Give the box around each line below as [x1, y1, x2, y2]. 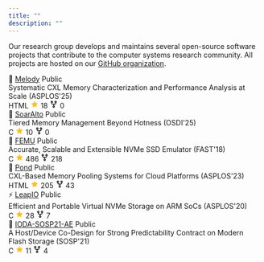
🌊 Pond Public [8, 162, 55, 172]
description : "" [8, 19, 63, 27]
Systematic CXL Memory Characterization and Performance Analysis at [8, 82, 245, 92]
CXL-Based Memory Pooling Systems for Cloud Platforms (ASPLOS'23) [8, 170, 245, 181]
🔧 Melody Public [8, 74, 63, 84]
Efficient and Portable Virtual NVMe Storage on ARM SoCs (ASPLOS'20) [8, 201, 248, 211]
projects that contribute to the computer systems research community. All [8, 50, 254, 59]
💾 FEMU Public [8, 136, 58, 145]
